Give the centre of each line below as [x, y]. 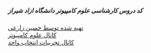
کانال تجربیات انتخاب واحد [41, 42]
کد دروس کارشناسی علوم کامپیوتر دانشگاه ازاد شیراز [75, 10]
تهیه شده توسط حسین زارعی [46, 28]
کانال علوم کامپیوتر [32, 34]
